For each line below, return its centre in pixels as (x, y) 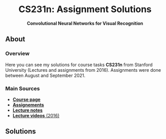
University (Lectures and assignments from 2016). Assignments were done (83, 70)
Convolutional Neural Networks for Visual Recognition (85, 23)
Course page (26, 99)
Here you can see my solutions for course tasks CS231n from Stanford (79, 65)
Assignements (28, 105)
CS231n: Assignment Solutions (85, 9)
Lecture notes (28, 110)
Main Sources (23, 88)
